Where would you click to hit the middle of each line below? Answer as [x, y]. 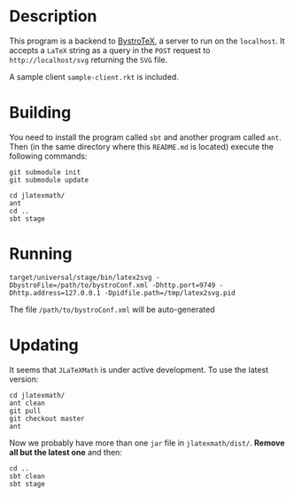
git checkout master [47, 418]
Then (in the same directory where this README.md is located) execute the [142, 146]
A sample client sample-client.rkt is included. [94, 76]
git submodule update [49, 180]
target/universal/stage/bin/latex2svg [81, 277]
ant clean [27, 403]
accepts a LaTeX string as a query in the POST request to [110, 50]
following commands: [48, 156]
